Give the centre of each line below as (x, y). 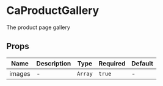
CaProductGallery (53, 11)
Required (112, 63)
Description (54, 63)
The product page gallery (38, 27)
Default (142, 63)
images (20, 73)
